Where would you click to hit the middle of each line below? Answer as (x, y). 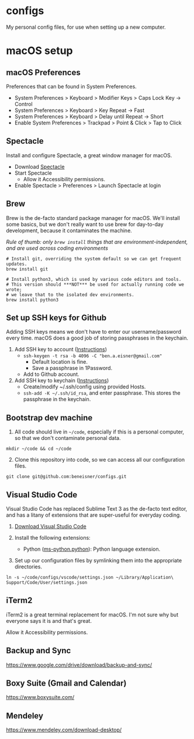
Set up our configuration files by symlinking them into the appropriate (98, 560)
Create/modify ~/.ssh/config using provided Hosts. (84, 387)
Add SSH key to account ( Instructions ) (60, 350)
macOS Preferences (43, 72)
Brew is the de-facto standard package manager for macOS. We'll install (93, 218)
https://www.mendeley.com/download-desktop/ (64, 730)
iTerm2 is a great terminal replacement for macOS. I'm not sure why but (92, 615)
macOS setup (39, 51)
